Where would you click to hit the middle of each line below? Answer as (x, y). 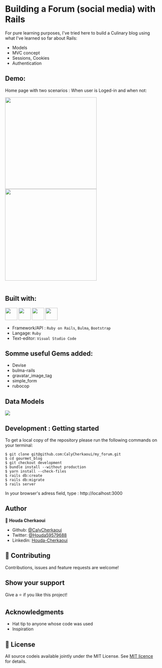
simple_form (25, 381)
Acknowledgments (35, 612)
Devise (19, 365)
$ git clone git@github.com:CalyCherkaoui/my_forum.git (63, 454)
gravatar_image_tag (32, 376)
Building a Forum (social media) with (80, 9)
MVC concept (26, 53)
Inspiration (23, 629)
